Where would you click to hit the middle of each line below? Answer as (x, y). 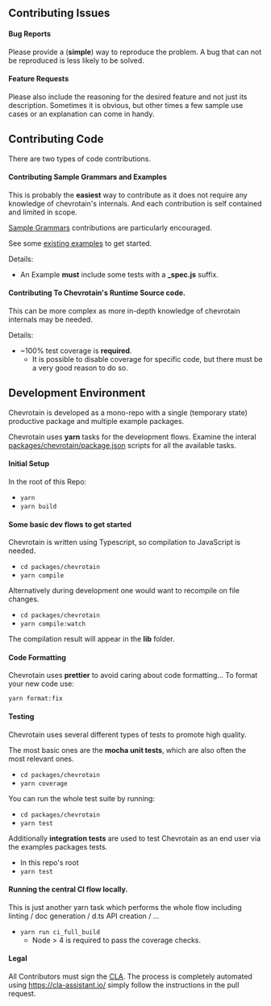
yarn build (38, 507)
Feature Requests (39, 79)
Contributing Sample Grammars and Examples (88, 177)
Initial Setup (29, 464)
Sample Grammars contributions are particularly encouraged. (110, 227)
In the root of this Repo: (48, 482)
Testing (21, 717)
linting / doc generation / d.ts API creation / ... (84, 916)
